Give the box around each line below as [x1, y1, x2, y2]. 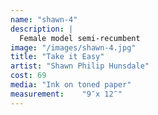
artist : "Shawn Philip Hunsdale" [10, 61, 150, 71]
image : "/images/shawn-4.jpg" [10, 42, 137, 53]
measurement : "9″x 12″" [10, 89, 123, 99]
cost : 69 [10, 71, 47, 81]
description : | [10, 24, 74, 34]
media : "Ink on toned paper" [10, 80, 132, 90]
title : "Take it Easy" [10, 52, 105, 62]
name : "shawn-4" [10, 14, 78, 25]
